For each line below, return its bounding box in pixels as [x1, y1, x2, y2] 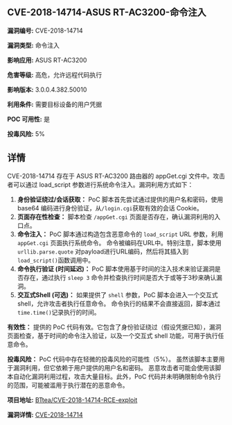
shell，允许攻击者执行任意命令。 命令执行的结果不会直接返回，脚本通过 [17, 299, 221, 308]
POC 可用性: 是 [7, 115, 51, 123]
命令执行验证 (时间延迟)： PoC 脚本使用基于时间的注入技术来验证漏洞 [17, 265, 215, 273]
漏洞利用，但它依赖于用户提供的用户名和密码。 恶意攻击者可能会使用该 [12, 363, 215, 372]
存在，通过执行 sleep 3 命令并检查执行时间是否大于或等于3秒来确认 [23, 273, 217, 281]
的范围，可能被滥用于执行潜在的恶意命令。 [7, 381, 129, 389]
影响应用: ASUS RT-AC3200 [7, 56, 87, 64]
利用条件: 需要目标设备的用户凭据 [7, 100, 102, 108]
